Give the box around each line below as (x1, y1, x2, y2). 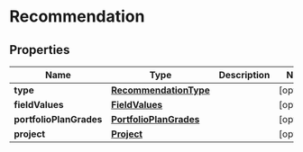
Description (218, 69, 271, 81)
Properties (9, 42, 70, 58)
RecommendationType (111, 84, 210, 96)
